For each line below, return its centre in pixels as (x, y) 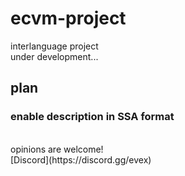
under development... (54, 56)
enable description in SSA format (92, 117)
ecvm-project (68, 18)
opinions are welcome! (57, 149)
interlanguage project (54, 46)
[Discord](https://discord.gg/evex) (81, 159)
